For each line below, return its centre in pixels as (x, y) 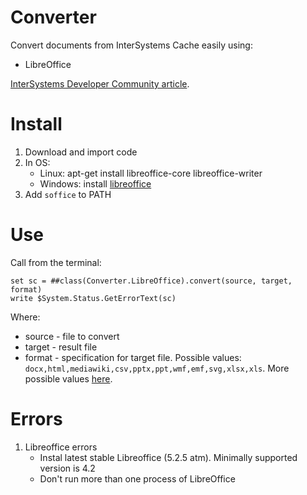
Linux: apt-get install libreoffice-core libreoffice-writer (151, 173)
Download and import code (81, 152)
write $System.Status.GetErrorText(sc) (93, 298)
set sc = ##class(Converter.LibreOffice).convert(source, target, (151, 281)
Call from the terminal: (56, 262)
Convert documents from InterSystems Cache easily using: (131, 45)
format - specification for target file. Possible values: (133, 357)
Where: (25, 317)
